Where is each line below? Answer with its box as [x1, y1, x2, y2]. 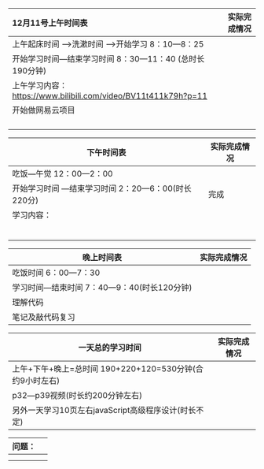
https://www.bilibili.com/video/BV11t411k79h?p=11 [12, 91, 208, 101]
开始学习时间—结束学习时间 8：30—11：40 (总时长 [12, 54, 205, 64]
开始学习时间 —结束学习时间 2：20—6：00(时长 [12, 183, 192, 194]
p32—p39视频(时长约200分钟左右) [12, 390, 143, 400]
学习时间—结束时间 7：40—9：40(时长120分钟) [12, 282, 192, 292]
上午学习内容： [12, 80, 68, 91]
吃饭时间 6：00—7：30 [12, 267, 101, 278]
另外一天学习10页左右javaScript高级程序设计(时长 [12, 405, 196, 415]
